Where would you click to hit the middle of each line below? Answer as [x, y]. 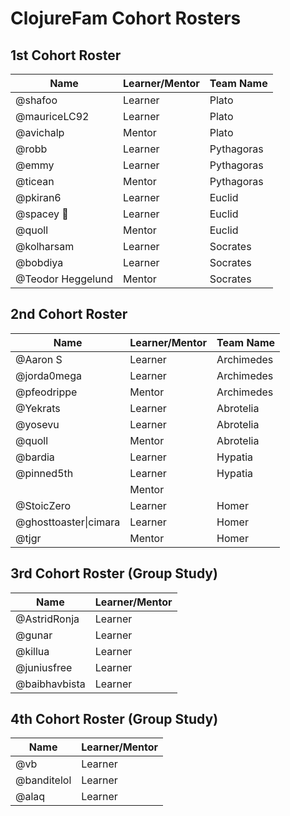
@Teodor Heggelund [64, 279]
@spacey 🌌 [42, 214]
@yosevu [37, 424]
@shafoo [36, 100]
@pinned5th [44, 473]
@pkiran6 [38, 197]
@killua [32, 651]
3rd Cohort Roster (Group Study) [114, 573]
